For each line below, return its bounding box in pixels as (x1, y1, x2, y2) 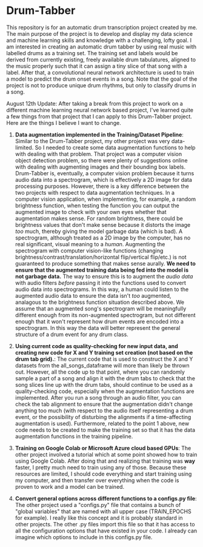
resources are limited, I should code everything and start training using (15, 470, 192, 477)
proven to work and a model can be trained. (15, 483, 125, 490)
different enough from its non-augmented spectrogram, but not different (15, 311, 196, 318)
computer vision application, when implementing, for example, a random (15, 195, 196, 203)
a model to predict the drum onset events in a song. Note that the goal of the (6, 75, 198, 82)
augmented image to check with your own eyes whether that (15, 208, 167, 215)
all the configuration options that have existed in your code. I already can (15, 527, 198, 534)
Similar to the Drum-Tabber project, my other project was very (15, 137, 171, 144)
